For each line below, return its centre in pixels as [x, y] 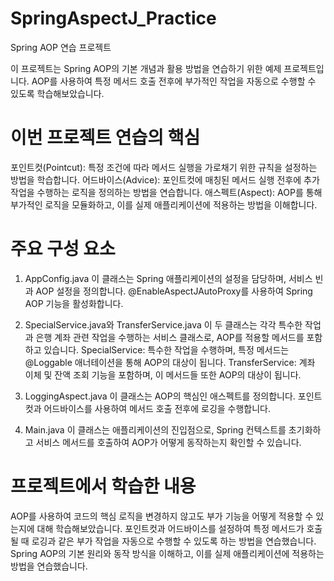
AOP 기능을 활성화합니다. [74, 303]
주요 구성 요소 [63, 249]
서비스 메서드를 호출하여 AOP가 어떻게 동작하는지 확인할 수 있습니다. [168, 442]
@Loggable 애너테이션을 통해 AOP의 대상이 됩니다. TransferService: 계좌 [170, 362]
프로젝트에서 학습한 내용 [103, 486]
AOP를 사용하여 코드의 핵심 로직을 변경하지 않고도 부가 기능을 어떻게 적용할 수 [162, 516]
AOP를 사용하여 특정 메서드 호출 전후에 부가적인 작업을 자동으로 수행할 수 [174, 81]
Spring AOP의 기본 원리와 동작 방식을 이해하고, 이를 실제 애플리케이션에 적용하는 [167, 553]
